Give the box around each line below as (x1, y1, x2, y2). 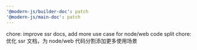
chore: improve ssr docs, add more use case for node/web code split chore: (6, 30, 192, 37)
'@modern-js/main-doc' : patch (6, 14, 81, 20)
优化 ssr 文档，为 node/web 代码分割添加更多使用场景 (6, 37, 138, 44)
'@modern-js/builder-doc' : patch (6, 8, 89, 15)
